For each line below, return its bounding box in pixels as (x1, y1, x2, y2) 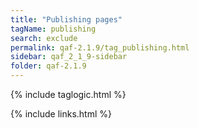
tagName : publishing (10, 24, 97, 34)
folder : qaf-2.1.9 (10, 61, 87, 71)
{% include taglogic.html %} (10, 89, 127, 100)
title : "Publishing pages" (10, 14, 123, 25)
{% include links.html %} (10, 108, 112, 120)
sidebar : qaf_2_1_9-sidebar (10, 52, 128, 62)
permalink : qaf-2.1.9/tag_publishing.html (10, 42, 190, 53)
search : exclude (10, 33, 78, 43)
